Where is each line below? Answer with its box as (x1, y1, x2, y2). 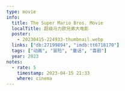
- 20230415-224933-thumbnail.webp (17, 37, 103, 43)
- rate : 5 (11, 64, 36, 71)
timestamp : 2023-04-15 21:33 (17, 70, 90, 76)
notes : (6, 59, 23, 65)
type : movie (6, 8, 36, 15)
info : (6, 14, 20, 20)
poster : (11, 31, 31, 37)
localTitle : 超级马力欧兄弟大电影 (11, 25, 89, 32)
